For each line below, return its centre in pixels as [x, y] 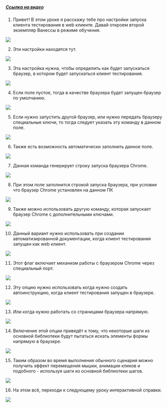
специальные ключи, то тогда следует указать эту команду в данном [87, 122]
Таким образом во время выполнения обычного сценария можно [83, 360]
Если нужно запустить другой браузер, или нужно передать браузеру [87, 117]
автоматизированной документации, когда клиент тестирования [82, 238]
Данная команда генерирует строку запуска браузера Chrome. [80, 165]
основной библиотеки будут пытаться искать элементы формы [80, 336]
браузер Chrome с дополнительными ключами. [63, 214]
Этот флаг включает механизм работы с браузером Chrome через [83, 263]
